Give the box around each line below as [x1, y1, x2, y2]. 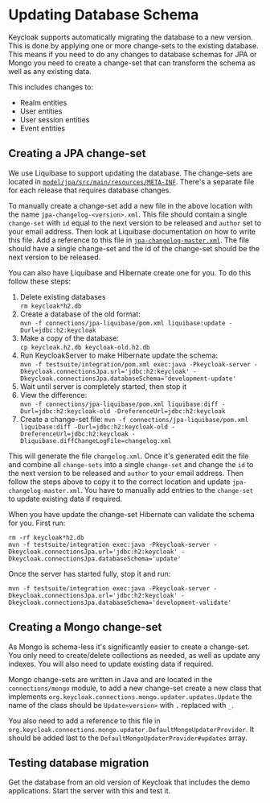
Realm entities [19, 97, 67, 107]
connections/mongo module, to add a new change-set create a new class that [8, 683, 262, 693]
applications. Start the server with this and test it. [8, 786, 171, 796]
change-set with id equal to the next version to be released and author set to [8, 217, 262, 227]
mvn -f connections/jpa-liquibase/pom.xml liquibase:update [19, 319, 226, 327]
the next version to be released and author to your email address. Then [8, 468, 243, 478]
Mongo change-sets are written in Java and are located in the [8, 674, 213, 684]
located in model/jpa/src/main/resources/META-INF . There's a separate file [8, 176, 255, 186]
